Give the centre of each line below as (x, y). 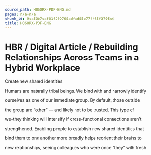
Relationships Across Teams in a (72, 58)
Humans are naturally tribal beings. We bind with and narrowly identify (75, 91)
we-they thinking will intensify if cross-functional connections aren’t (73, 119)
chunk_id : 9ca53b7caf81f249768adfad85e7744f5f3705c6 (60, 19)
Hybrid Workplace (43, 68)
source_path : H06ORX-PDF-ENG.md (38, 10)
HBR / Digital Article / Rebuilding (72, 47)
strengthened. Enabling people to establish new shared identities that (75, 129)
